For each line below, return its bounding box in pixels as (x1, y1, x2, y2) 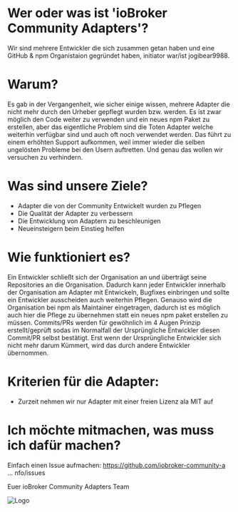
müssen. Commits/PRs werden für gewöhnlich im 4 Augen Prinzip (7, 318, 201, 327)
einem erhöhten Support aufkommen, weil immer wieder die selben (7, 138, 205, 146)
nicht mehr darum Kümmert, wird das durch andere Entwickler (7, 341, 190, 349)
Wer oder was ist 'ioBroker (7, 5, 167, 21)
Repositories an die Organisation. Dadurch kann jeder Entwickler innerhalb (7, 280, 226, 289)
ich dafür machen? (7, 437, 121, 454)
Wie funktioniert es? (7, 250, 130, 265)
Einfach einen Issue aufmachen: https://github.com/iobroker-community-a (7, 461, 226, 469)
